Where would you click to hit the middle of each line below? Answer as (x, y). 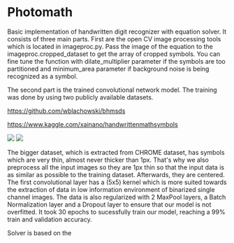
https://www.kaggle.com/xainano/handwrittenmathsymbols (93, 124)
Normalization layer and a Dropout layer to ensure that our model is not (109, 204)
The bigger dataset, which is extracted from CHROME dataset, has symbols (116, 152)
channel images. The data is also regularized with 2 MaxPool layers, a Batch (117, 197)
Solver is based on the (39, 232)
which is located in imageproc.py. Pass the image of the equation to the (110, 46)
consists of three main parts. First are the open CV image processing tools (114, 39)
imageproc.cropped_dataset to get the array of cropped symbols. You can (114, 54)
